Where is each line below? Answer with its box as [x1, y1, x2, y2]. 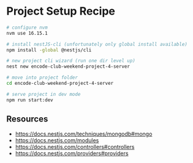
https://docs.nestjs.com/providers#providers [15, 150, 129, 157]
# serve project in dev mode [6, 91, 81, 97]
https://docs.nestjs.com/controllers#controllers [15, 143, 135, 150]
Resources [6, 114, 48, 125]
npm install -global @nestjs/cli [6, 47, 92, 53]
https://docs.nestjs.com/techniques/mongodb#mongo [15, 130, 153, 137]
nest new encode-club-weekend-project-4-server [6, 63, 131, 70]
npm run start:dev [6, 96, 53, 103]
